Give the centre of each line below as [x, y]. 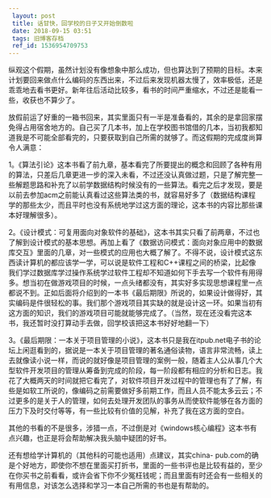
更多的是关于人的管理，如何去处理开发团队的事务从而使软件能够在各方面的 [139, 401]
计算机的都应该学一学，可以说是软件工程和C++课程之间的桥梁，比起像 [139, 262]
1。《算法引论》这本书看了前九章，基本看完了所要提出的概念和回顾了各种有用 [135, 165]
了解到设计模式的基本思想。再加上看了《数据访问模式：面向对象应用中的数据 [135, 242]
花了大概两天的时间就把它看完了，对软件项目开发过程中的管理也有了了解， [132, 381]
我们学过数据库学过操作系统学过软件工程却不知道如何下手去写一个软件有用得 [135, 273]
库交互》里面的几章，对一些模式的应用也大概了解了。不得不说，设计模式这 [132, 253]
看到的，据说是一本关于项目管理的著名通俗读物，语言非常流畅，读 [146, 350]
